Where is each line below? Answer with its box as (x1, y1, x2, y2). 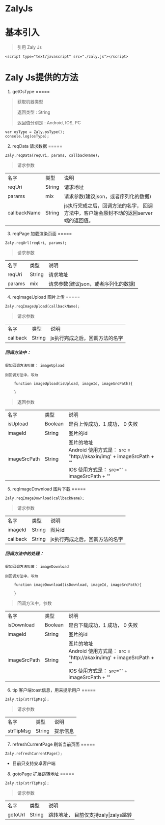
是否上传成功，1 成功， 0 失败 (68, 421, 138, 428)
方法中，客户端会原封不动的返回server (64, 210, 153, 217)
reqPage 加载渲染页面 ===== (12, 231, 72, 237)
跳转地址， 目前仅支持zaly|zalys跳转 (48, 812, 132, 818)
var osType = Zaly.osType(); (5, 130, 65, 135)
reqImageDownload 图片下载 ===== (12, 486, 86, 492)
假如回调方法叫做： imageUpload (5, 363, 65, 368)
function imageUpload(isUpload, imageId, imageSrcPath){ (14, 381, 133, 386)
